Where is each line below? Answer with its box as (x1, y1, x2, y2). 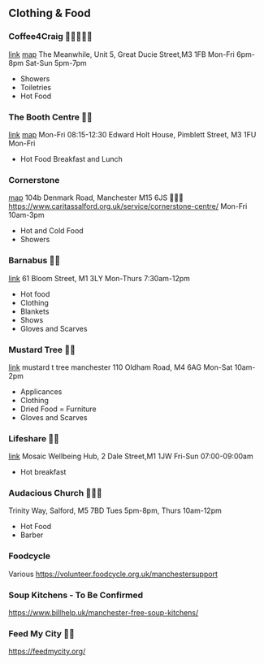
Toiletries (19, 82, 52, 92)
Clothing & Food (8, 7, 91, 20)
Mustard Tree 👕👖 (8, 344, 76, 355)
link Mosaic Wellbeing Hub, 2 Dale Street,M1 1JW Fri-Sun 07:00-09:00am (8, 451, 253, 462)
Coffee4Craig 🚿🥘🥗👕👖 (8, 31, 93, 42)
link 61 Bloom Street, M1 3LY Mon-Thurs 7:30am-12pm (8, 273, 191, 283)
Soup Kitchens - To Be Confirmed (8, 589, 144, 601)
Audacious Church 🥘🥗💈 (8, 488, 103, 499)
